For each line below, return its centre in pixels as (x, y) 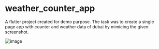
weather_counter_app (50, 8)
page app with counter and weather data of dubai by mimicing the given (77, 26)
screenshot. (17, 32)
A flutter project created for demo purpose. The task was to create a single (79, 22)
